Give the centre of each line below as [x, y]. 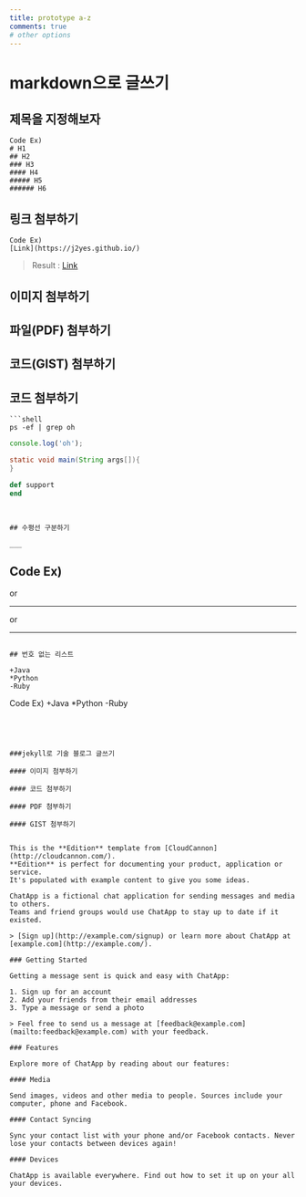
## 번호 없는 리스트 [42, 655]
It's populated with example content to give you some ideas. [130, 880]
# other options [40, 35]
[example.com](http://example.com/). [81, 944]
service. [26, 872]
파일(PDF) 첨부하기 [60, 330]
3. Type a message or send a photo [77, 1008]
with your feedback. [170, 1032]
